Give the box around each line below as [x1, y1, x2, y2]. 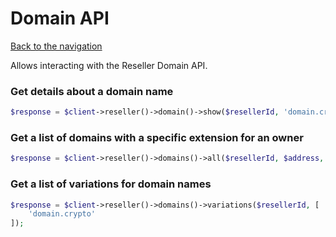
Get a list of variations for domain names [10, 177, 212, 191]
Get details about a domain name [10, 84, 174, 98]
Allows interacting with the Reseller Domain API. [10, 59, 208, 71]
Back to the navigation [10, 40, 103, 52]
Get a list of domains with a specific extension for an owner [10, 131, 304, 145]
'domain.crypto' [28, 209, 97, 219]
